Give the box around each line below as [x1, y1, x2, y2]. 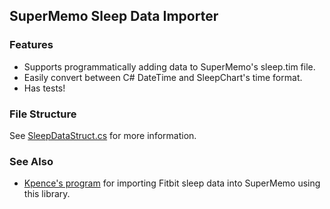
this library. [23, 188, 71, 200]
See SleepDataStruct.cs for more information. [9, 129, 197, 141]
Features [9, 38, 54, 52]
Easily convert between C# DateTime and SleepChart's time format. [23, 71, 303, 83]
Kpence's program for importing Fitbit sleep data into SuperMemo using [23, 177, 321, 189]
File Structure [9, 107, 77, 121]
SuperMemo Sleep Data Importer [9, 8, 219, 25]
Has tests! [23, 82, 66, 94]
